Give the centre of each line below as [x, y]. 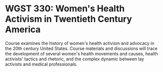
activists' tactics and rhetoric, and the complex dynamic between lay [75, 59]
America [23, 30]
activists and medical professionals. [41, 64]
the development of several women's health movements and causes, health [81, 54]
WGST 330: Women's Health [65, 9]
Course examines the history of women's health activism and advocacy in [80, 43]
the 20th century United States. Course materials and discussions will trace [81, 48]
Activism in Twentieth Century [69, 19]
